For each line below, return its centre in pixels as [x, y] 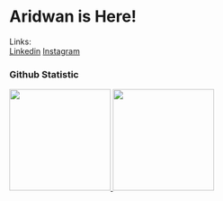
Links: [20, 41]
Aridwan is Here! [73, 17]
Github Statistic [44, 74]
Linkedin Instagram [45, 50]
